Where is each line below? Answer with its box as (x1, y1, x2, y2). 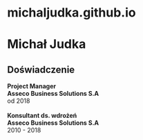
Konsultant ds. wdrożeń (7, 112, 77, 120)
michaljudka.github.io (7, 5, 136, 21)
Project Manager (7, 82, 57, 90)
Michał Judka (7, 37, 86, 52)
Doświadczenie (7, 63, 75, 75)
